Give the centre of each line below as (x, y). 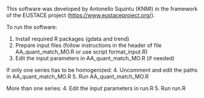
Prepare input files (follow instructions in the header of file (88, 45)
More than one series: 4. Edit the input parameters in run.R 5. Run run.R (96, 88)
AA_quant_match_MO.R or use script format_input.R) (81, 52)
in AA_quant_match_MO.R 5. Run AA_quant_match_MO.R (78, 76)
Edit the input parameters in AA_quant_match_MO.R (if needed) (95, 58)
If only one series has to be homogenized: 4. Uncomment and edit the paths (102, 70)
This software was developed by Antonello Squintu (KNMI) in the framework (102, 9)
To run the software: (32, 27)
